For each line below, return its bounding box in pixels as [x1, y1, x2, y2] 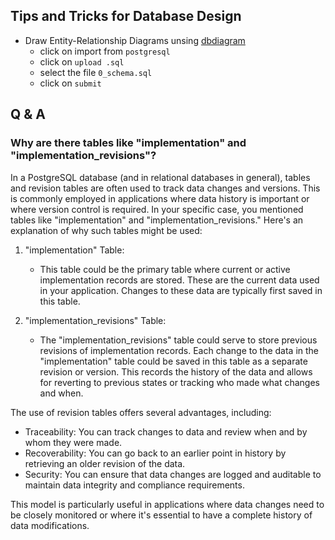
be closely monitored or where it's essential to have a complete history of [10, 509, 313, 521]
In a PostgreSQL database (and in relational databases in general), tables [10, 171, 311, 183]
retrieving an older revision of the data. [24, 457, 186, 469]
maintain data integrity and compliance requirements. [24, 479, 245, 491]
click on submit [39, 77, 102, 89]
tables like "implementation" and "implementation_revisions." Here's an [10, 214, 304, 226]
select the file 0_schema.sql [39, 66, 153, 78]
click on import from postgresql [39, 45, 171, 57]
